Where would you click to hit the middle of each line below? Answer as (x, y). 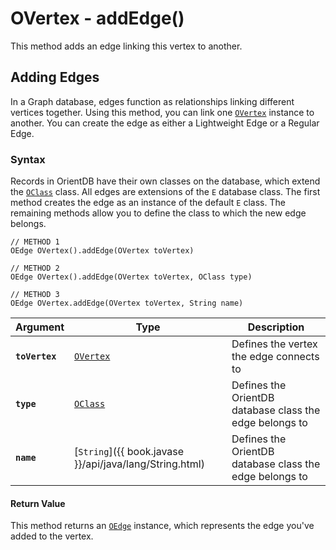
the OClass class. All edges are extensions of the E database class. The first (165, 192)
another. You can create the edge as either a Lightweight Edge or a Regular (165, 123)
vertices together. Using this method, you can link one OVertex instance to (162, 112)
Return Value (38, 503)
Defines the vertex (274, 344)
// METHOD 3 (35, 295)
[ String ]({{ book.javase (129, 452)
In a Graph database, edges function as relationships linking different (152, 101)
